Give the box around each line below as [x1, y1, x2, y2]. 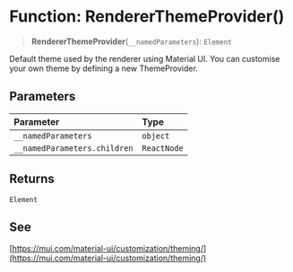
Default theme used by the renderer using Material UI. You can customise [9, 53, 280, 64]
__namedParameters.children [13, 143, 134, 154]
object [142, 130, 170, 141]
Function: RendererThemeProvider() [9, 6, 285, 27]
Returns [9, 171, 56, 187]
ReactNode [142, 143, 184, 154]
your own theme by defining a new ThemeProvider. [9, 63, 199, 74]
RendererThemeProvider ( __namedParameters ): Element [30, 36, 232, 47]
